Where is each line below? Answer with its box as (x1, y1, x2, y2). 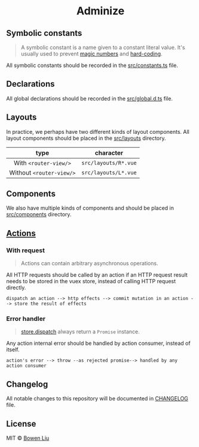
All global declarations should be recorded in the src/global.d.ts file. (6, 94, 173, 102)
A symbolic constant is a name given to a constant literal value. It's (20, 44, 185, 51)
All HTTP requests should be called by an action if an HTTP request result (6, 271, 188, 278)
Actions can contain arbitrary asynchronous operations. (20, 260, 158, 267)
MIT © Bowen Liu (6, 434, 50, 442)
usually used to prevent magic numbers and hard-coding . (20, 50, 163, 57)
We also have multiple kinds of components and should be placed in (6, 204, 174, 212)
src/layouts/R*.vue (81, 160, 137, 166)
